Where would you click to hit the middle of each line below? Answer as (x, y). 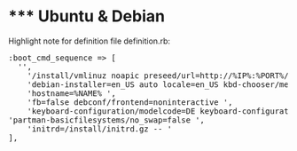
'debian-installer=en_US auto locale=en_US (123, 84)
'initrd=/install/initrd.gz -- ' (100, 129)
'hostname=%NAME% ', (71, 93)
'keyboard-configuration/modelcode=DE (111, 111)
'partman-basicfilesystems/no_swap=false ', (107, 120)
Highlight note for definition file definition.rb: (89, 41)
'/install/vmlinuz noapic (83, 75)
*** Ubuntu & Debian (87, 16)
